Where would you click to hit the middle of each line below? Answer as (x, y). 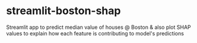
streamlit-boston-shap (63, 11)
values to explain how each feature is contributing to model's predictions (95, 33)
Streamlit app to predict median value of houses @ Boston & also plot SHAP (99, 27)
